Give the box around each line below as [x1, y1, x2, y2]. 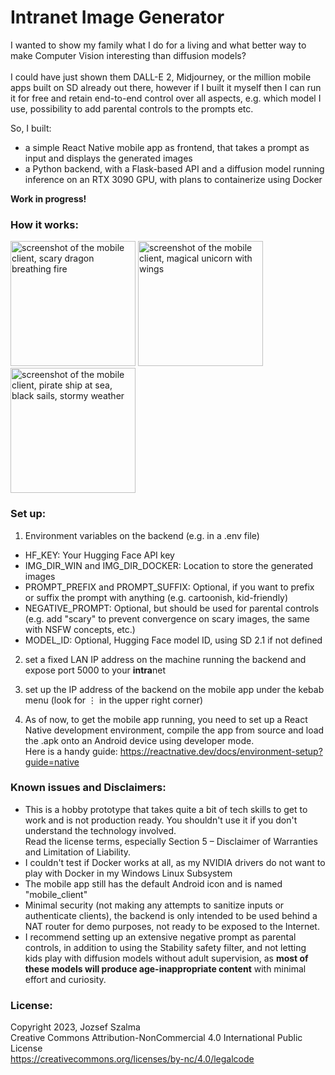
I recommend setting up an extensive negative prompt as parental [24, 931, 297, 943]
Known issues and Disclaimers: [10, 781, 167, 795]
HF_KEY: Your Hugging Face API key [24, 549, 175, 561]
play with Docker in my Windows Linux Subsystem [24, 867, 233, 879]
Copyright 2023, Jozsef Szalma [10, 1021, 141, 1033]
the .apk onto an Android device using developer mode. [24, 734, 255, 746]
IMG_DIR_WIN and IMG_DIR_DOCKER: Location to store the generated [24, 559, 314, 571]
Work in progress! [10, 192, 87, 205]
